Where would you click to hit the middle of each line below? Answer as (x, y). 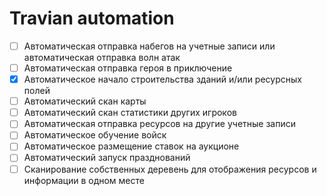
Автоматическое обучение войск (95, 135)
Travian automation (92, 18)
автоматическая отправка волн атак (102, 57)
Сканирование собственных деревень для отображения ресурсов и (170, 169)
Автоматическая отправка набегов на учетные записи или (149, 46)
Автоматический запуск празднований (107, 158)
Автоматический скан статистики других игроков (130, 113)
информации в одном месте (84, 180)
